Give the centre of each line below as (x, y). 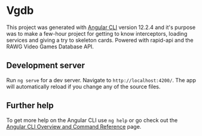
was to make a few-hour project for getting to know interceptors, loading (97, 33)
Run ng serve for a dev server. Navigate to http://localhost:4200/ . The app (101, 80)
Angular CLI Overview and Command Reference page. (74, 126)
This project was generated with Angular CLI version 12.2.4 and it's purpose (101, 27)
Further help (30, 105)
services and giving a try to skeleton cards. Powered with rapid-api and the (100, 40)
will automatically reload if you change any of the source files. (83, 86)
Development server (46, 66)
